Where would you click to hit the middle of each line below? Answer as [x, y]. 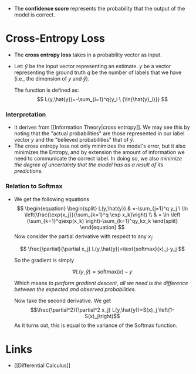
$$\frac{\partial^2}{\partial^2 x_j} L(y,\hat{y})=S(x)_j [94, 310]
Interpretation [26, 114]
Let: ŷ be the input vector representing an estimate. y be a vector [92, 66]
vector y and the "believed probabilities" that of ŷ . [74, 140]
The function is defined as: [46, 90]
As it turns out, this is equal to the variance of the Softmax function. [96, 325]
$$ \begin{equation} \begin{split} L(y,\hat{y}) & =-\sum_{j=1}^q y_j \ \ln [102, 208]
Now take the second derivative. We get [62, 301]
